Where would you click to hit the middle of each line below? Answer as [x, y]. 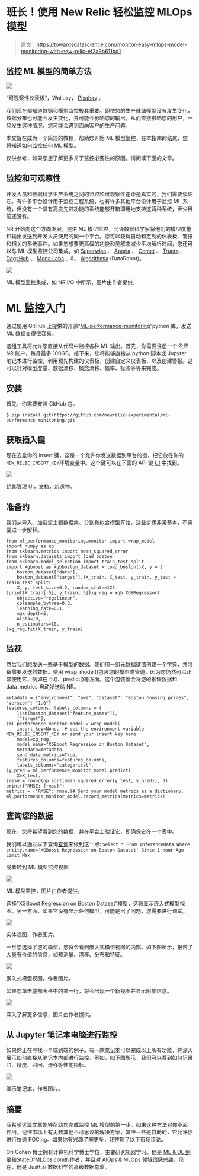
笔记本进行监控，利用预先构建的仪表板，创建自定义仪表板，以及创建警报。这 [99, 361]
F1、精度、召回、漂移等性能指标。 [48, 1065]
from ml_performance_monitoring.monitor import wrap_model [81, 541]
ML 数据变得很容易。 [32, 333]
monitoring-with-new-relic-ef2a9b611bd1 [71, 51]
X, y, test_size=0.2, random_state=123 [66, 588]
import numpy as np [30, 546]
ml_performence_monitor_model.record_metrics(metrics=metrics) [86, 796]
